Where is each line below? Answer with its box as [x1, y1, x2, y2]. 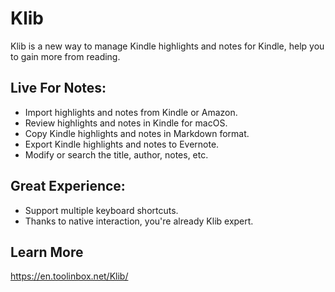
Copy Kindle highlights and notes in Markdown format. [24, 127, 250, 139]
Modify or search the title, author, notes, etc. [24, 148, 209, 161]
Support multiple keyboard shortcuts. [24, 204, 179, 216]
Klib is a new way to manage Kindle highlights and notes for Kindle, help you [10, 40, 325, 52]
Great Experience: [10, 178, 126, 195]
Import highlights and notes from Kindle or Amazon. [24, 106, 238, 118]
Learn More [10, 243, 84, 261]
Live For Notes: [10, 80, 107, 97]
